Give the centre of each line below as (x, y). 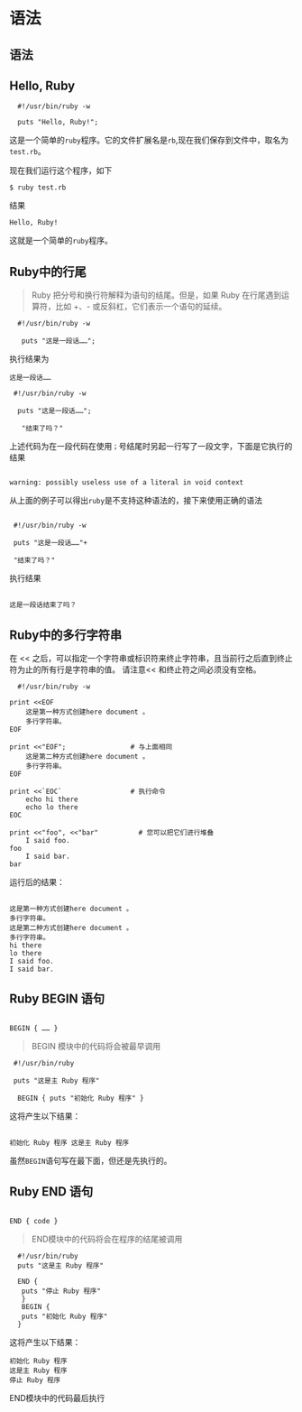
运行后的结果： (37, 882)
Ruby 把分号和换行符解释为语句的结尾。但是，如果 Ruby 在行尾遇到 (156, 295)
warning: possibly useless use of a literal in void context (127, 483)
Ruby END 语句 (51, 1192)
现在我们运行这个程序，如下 (61, 171)
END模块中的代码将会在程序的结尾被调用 (107, 1239)
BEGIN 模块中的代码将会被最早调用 (96, 1046)
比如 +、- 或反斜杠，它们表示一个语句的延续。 (141, 307)
